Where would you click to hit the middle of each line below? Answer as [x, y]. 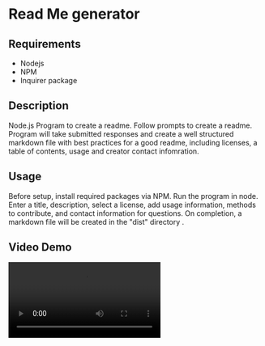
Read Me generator [74, 14]
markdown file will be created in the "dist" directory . [96, 222]
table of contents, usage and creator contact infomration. [104, 151]
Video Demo [40, 247]
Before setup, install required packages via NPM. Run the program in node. [133, 196]
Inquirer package [49, 80]
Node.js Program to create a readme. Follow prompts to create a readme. [130, 125]
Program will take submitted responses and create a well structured [121, 133]
